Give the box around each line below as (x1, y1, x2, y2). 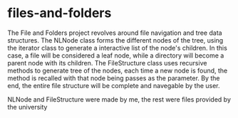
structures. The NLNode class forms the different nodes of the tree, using (7, 36, 224, 44)
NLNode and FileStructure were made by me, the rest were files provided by (7, 95, 232, 104)
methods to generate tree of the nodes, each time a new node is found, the (7, 66, 228, 75)
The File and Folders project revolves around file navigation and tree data (7, 28, 222, 37)
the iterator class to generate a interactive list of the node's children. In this (7, 43, 228, 52)
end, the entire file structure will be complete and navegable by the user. (7, 81, 220, 90)
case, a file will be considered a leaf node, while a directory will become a (7, 51, 224, 60)
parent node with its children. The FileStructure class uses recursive (7, 58, 207, 67)
